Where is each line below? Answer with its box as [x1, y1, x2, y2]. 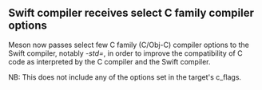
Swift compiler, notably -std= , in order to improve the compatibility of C [8, 48, 243, 58]
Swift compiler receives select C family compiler [8, 6, 254, 20]
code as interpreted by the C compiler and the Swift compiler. [8, 57, 211, 66]
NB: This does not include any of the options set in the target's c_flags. [8, 72, 242, 82]
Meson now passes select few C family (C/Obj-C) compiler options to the [8, 40, 249, 49]
